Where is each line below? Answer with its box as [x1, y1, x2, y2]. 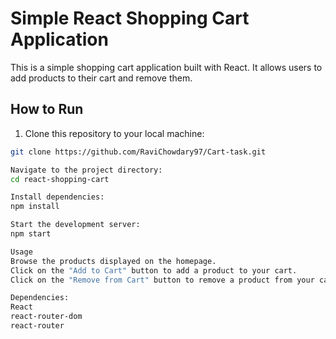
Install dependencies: [10, 192, 105, 202]
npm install [10, 202, 60, 212]
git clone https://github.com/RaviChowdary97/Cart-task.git [10, 147, 267, 157]
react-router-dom [10, 312, 83, 322]
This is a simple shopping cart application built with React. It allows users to [10, 61, 323, 73]
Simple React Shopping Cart [10, 7, 250, 30]
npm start [10, 229, 52, 239]
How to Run [10, 101, 84, 118]
